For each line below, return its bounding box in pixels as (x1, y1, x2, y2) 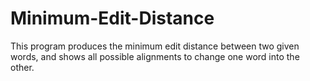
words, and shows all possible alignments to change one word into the (10, 50, 300, 62)
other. (10, 61, 35, 73)
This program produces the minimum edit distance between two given (10, 40, 300, 52)
